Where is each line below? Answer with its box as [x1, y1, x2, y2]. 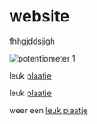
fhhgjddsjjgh [9, 36, 55, 46]
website [9, 6, 69, 27]
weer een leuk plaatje [9, 104, 88, 115]
